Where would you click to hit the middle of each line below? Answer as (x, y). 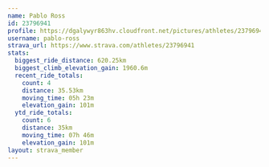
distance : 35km (47, 128)
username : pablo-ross (44, 38)
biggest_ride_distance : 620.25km (71, 61)
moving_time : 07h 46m (58, 135)
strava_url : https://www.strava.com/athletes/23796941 (101, 46)
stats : (18, 53)
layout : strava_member (45, 150)
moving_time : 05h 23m (58, 98)
